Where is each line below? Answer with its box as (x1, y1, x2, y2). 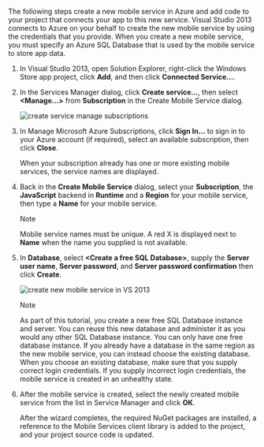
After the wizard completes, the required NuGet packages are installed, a (19, 413, 257, 423)
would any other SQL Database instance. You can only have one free (19, 333, 244, 341)
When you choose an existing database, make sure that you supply (19, 358, 238, 367)
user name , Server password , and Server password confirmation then (19, 262, 254, 270)
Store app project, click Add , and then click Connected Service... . (19, 73, 236, 81)
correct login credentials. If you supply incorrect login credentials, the (19, 366, 247, 375)
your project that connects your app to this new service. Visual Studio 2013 (8, 15, 252, 24)
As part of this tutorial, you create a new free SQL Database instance (19, 315, 244, 325)
